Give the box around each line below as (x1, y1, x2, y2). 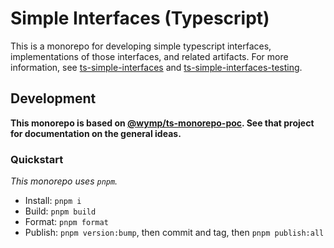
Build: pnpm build (24, 205, 97, 217)
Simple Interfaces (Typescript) (10, 7, 270, 30)
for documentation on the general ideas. (10, 127, 182, 139)
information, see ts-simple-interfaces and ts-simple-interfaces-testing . (10, 61, 303, 73)
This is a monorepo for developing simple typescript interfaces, (10, 40, 272, 52)
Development (10, 90, 97, 107)
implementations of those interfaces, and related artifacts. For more (10, 50, 289, 62)
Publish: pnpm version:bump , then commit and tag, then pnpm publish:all (24, 227, 325, 239)
